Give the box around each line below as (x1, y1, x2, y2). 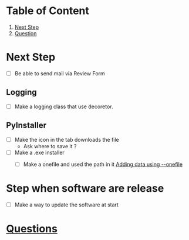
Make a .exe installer (14, 149, 65, 156)
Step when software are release (6, 182, 164, 195)
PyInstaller (6, 121, 47, 131)
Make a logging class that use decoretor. (14, 103, 113, 110)
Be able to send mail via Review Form (14, 69, 106, 77)
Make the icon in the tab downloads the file (14, 136, 119, 143)
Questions (6, 222, 58, 235)
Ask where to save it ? (23, 142, 77, 149)
